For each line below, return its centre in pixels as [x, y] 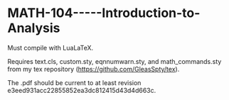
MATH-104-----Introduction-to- [104, 13]
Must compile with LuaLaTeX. [50, 48]
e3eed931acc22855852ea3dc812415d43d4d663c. [82, 90]
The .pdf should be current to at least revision [74, 82]
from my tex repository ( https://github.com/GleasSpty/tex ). [94, 69]
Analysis [34, 28]
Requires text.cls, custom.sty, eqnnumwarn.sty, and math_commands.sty [114, 61]
